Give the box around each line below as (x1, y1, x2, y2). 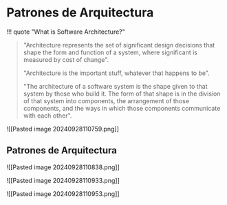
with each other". (23, 111, 72, 120)
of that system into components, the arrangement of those (23, 96, 190, 105)
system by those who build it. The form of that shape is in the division (23, 89, 221, 98)
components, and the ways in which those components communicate (23, 104, 221, 112)
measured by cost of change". (23, 55, 109, 63)
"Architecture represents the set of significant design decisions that (23, 41, 215, 49)
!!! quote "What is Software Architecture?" (6, 28, 125, 36)
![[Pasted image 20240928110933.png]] (6, 176, 120, 184)
